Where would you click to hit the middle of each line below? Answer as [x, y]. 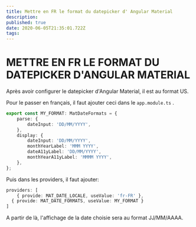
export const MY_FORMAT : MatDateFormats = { [62, 113]
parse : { [27, 119]
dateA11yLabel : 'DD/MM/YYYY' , [64, 152]
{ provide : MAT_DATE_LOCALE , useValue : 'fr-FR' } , [80, 196]
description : [22, 17]
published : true [26, 22]
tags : [13, 34]
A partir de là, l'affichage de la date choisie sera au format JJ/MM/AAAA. [95, 218]
